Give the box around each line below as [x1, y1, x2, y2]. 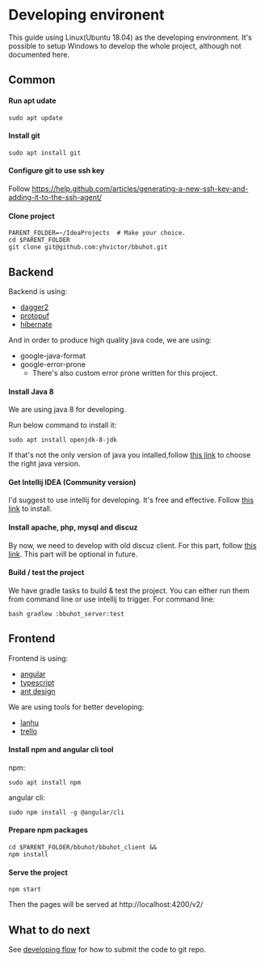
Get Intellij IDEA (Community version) [8, 477, 137, 487]
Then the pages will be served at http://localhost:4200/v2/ [8, 900, 204, 909]
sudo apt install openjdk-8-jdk [8, 436, 117, 445]
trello [19, 726, 38, 736]
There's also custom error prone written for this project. [32, 368, 218, 377]
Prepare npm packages [8, 825, 89, 835]
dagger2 [19, 302, 49, 312]
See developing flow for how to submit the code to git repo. [8, 945, 206, 954]
